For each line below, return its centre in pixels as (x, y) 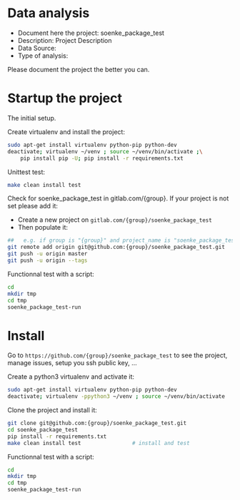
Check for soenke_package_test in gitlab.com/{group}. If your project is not (118, 198)
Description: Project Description (65, 40)
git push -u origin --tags (47, 260)
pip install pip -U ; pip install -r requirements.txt (102, 158)
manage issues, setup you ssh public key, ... (72, 363)
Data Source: (37, 48)
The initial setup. (32, 118)
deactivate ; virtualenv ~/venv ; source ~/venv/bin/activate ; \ (105, 151)
